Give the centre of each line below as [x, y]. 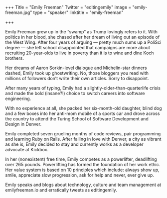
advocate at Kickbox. [27, 149]
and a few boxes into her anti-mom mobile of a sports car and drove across [83, 113]
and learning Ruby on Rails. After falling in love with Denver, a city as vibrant [83, 139]
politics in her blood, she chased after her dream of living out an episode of [83, 37]
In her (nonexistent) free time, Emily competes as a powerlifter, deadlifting [81, 159]
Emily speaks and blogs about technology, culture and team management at [83, 185]
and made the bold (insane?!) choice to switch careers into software [75, 93]
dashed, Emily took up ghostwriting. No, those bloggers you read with [77, 73]
